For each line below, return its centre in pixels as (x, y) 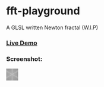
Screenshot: (24, 59)
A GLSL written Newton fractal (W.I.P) (52, 27)
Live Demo (22, 43)
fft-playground (43, 11)
